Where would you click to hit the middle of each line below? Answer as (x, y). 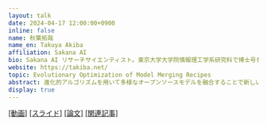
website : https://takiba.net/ (58, 68)
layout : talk (30, 16)
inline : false (32, 30)
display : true (32, 90)
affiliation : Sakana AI (48, 53)
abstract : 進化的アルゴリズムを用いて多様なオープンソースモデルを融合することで (126, 82)
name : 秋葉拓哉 (31, 38)
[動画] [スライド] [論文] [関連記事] (63, 113)
